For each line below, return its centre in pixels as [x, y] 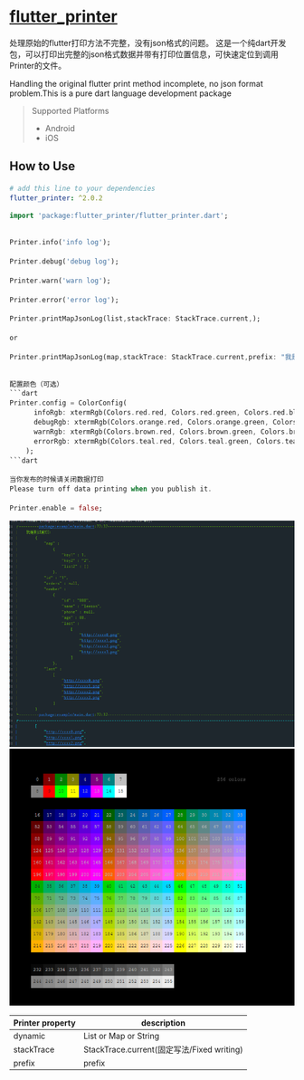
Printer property [44, 1023]
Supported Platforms [70, 110]
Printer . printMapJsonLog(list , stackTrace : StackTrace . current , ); [135, 319]
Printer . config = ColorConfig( [68, 403]
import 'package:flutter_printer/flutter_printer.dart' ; [119, 215]
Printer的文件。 [38, 65]
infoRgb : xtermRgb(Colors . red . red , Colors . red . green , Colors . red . [161, 413]
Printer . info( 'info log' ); [60, 243]
